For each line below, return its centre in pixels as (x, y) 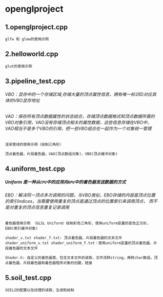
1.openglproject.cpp (36, 27)
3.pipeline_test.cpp (35, 81)
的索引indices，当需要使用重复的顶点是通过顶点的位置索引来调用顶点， (76, 201)
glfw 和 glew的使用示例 (27, 39)
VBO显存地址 (27, 100)
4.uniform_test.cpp (35, 169)
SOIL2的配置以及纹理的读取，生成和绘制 (40, 290)
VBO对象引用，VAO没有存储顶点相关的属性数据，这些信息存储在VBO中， (78, 123)
